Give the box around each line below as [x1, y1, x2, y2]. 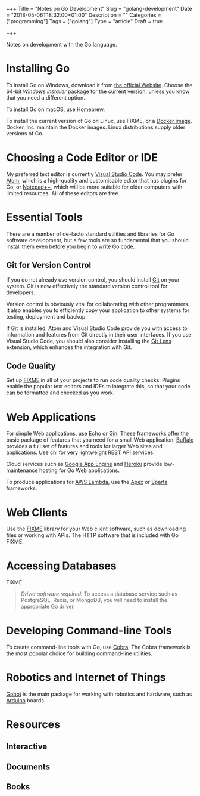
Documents [6, 762, 51, 772]
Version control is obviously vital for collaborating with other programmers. [6, 300, 190, 307]
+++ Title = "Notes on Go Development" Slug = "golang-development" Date [6, 5, 192, 12]
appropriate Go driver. [20, 603, 76, 610]
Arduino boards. [6, 697, 46, 704]
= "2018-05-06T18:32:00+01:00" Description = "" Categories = [6, 11, 162, 18]
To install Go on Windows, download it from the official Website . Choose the [6, 81, 193, 88]
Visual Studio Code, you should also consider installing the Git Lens [6, 337, 171, 344]
